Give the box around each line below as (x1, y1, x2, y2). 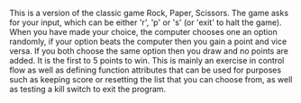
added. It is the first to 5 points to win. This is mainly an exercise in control (9, 56, 285, 65)
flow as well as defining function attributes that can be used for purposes (9, 64, 282, 75)
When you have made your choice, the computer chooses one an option (9, 27, 278, 37)
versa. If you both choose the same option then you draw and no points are (9, 46, 289, 56)
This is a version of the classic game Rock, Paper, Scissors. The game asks (9, 8, 289, 18)
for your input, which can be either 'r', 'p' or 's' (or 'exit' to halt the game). (9, 17, 282, 28)
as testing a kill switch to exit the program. (9, 84, 167, 94)
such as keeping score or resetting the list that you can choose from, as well (9, 74, 293, 84)
